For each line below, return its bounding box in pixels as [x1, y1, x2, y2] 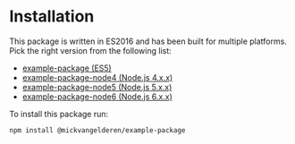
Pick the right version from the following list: [9, 45, 172, 55]
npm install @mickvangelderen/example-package [9, 125, 186, 135]
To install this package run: [9, 108, 109, 119]
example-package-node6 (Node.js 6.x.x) [21, 91, 173, 102]
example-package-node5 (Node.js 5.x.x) [21, 81, 173, 92]
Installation [9, 6, 95, 27]
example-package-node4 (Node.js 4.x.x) [21, 72, 173, 82]
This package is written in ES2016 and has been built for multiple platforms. [9, 36, 288, 47]
